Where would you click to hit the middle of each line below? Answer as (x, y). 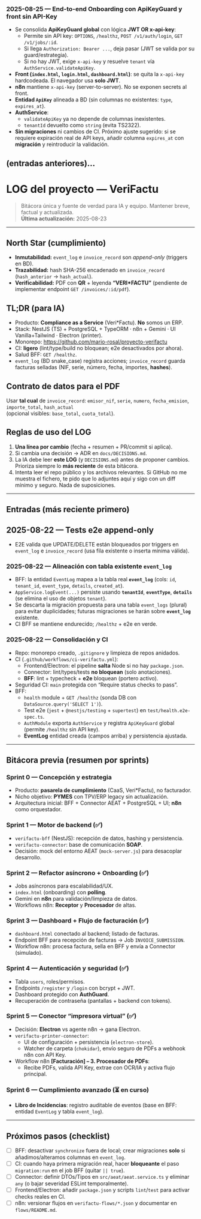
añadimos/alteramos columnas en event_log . (70, 1157)
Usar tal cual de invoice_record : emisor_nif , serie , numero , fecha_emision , (98, 401)
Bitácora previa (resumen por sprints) (78, 761)
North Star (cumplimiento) (56, 243)
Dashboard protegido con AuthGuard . (62, 994)
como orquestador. (38, 809)
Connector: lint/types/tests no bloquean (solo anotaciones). (98, 672)
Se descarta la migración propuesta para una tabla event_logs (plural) (101, 605)
